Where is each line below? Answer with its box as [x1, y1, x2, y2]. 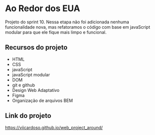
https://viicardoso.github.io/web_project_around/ [5, 124, 103, 130]
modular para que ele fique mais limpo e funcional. [5, 29, 107, 35]
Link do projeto [5, 112, 52, 120]
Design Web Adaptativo [12, 87, 60, 93]
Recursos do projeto [5, 43, 68, 51]
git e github [12, 82, 35, 88]
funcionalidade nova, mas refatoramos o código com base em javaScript [5, 24, 151, 30]
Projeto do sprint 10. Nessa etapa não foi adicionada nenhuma [5, 19, 130, 25]
